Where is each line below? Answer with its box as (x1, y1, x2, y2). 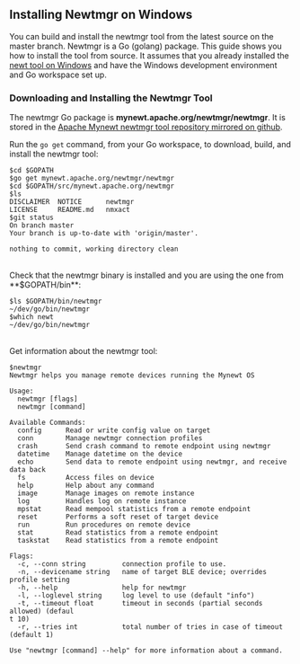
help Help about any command (17, 481, 154, 491)
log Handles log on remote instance (17, 497, 187, 506)
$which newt (9, 313, 54, 322)
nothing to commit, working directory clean (9, 244, 179, 254)
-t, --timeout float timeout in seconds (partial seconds (17, 599, 263, 608)
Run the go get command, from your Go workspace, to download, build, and (9, 139, 292, 150)
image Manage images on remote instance (17, 489, 195, 498)
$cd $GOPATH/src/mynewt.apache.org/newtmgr (9, 181, 175, 191)
